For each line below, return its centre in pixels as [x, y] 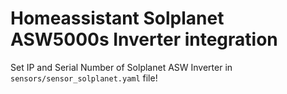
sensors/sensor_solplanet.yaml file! [84, 78]
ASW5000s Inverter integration [144, 39]
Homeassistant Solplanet [117, 18]
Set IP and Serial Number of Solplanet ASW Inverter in [121, 67]
